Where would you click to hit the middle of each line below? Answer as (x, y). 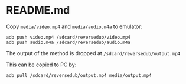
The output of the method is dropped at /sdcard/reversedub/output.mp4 (93, 53)
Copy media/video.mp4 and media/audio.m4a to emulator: (74, 26)
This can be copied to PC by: (41, 65)
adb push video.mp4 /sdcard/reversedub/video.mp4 (68, 37)
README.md (38, 10)
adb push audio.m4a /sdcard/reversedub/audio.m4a (68, 42)
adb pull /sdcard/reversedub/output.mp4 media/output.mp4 (79, 75)
